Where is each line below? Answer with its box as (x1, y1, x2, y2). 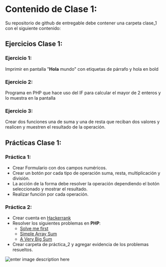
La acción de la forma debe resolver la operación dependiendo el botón (12, 180, 160, 186)
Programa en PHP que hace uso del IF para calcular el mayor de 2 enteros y (5, 90, 161, 96)
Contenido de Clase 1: (5, 3, 97, 15)
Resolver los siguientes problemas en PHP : (12, 220, 101, 226)
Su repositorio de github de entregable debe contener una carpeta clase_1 (5, 20, 157, 26)
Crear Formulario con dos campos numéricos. (12, 164, 107, 170)
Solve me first (19, 226, 49, 232)
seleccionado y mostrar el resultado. (12, 186, 88, 192)
